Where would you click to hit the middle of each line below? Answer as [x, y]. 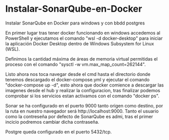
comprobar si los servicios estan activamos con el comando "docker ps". [82, 96]
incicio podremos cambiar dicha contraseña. [52, 122]
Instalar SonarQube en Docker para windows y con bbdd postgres [75, 23]
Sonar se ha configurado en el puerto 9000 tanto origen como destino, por [84, 105]
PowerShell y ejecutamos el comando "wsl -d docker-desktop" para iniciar [84, 38]
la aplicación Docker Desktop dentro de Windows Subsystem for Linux [80, 43]
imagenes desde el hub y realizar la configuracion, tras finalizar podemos [83, 90]
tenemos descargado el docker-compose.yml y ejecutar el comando [78, 79]
